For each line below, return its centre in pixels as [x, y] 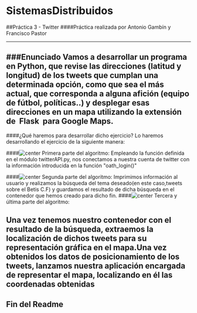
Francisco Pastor [26, 33]
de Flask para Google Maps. [60, 121]
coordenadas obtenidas [50, 285]
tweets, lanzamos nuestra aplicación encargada [96, 266]
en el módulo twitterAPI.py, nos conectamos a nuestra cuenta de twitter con [98, 159]
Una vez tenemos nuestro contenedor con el [89, 220]
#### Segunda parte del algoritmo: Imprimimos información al [92, 176]
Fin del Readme [35, 304]
